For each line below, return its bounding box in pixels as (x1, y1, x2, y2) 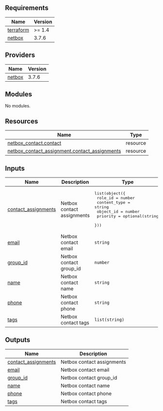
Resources (5, 117, 38, 125)
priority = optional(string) (97, 214, 161, 219)
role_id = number (97, 196, 135, 201)
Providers (5, 51, 35, 59)
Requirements (5, 4, 49, 12)
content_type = (97, 200, 130, 205)
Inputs (5, 164, 25, 172)
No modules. (5, 103, 31, 109)
